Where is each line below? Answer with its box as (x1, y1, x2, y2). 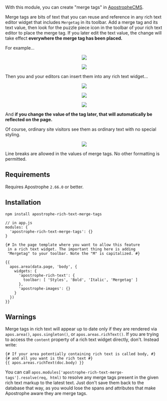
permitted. (5, 156, 27, 162)
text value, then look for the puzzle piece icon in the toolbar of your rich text (5, 25, 162, 31)
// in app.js (5, 220, 33, 225)
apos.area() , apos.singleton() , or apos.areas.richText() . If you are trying (5, 331, 159, 337)
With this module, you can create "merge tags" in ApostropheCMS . (5, 5, 144, 10)
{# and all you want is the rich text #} (5, 356, 93, 361)
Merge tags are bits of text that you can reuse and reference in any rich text (5, 14, 162, 20)
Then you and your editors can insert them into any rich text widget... (5, 74, 148, 79)
